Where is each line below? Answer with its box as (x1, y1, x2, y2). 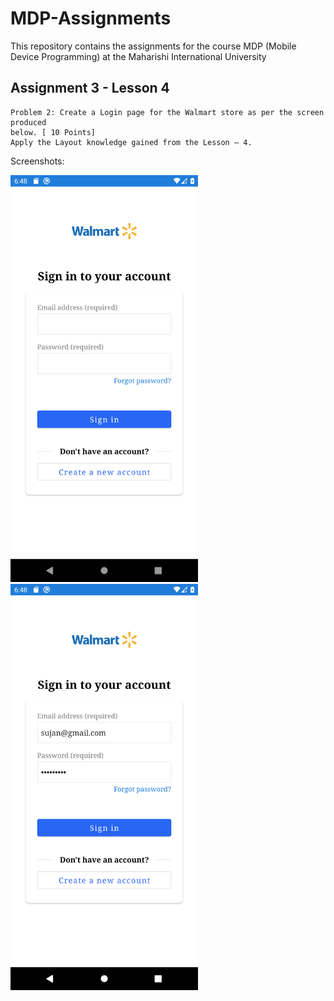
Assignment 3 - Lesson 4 (10, 80, 170, 97)
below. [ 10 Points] (10, 127, 97, 137)
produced (10, 117, 47, 127)
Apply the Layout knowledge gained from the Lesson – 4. (10, 137, 253, 147)
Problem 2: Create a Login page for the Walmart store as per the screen (10, 107, 325, 117)
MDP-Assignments (10, 7, 172, 30)
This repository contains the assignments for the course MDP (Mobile (10, 40, 297, 52)
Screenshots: (10, 155, 65, 167)
